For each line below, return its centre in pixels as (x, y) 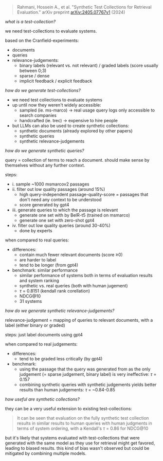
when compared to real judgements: (41, 344)
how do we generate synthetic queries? (45, 151)
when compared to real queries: (37, 240)
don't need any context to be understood (60, 200)
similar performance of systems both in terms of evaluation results (86, 275)
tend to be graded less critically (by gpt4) (61, 359)
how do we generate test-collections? (43, 90)
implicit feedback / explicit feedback (56, 81)
